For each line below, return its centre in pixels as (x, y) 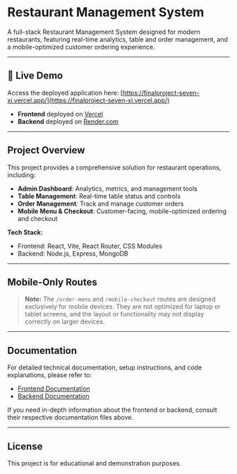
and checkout (37, 218)
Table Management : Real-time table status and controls (99, 196)
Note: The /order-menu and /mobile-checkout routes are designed (120, 299)
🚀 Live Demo (35, 76)
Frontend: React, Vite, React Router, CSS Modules (90, 246)
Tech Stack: (25, 232)
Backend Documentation (53, 396)
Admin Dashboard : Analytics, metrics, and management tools (107, 189)
